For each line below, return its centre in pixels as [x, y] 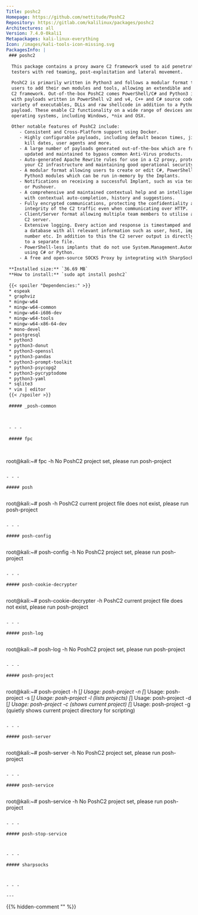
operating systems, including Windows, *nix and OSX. [79, 115]
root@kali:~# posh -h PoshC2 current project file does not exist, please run [97, 503]
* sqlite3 [21, 384]
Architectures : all [30, 28]
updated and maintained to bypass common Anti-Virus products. [104, 154]
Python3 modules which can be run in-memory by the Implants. [103, 176]
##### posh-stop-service [37, 834]
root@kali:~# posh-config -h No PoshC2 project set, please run [83, 552]
